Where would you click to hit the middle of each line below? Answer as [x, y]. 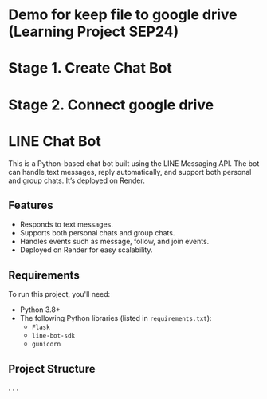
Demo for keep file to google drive [123, 15]
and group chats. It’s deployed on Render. [77, 180]
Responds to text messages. [67, 224]
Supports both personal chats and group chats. [97, 233]
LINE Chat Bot [55, 141]
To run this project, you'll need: [59, 294]
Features [31, 205]
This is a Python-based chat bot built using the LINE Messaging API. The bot [134, 163]
